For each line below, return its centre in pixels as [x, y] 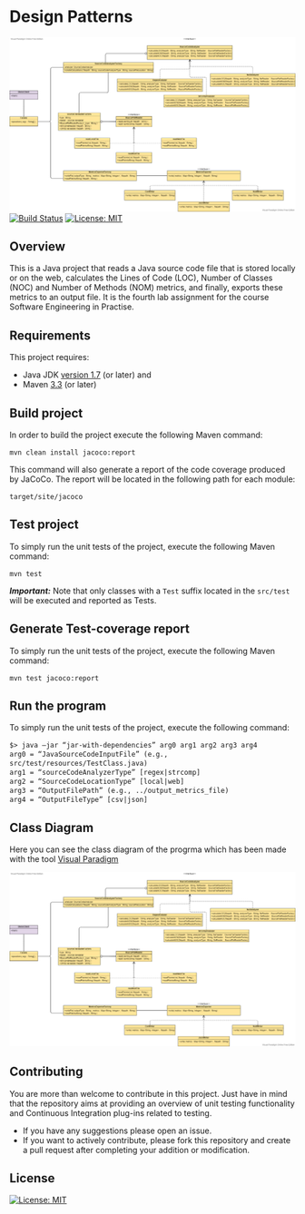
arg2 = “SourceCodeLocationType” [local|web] [97, 782]
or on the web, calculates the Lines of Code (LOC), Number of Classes [141, 278]
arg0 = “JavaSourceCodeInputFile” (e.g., [89, 755]
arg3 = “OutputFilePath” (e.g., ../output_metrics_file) [119, 791]
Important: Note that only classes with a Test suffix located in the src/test [150, 591]
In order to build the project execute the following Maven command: [136, 435]
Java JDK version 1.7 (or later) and [87, 375]
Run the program [58, 706]
